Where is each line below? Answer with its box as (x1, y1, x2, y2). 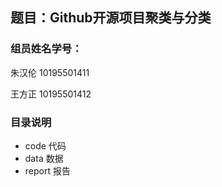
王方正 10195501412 (10, 88, 92, 100)
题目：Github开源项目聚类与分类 (10, 9, 212, 27)
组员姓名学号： (10, 42, 83, 56)
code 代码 (24, 139, 67, 152)
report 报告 (24, 164, 71, 177)
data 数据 (24, 152, 64, 164)
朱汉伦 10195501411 (10, 66, 90, 78)
